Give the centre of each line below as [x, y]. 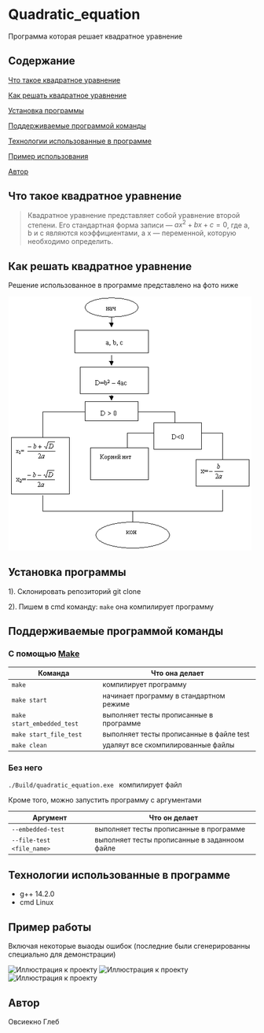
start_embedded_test [45, 724]
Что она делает [177, 673]
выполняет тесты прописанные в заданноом [169, 840]
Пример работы [50, 927]
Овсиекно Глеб [34, 1022]
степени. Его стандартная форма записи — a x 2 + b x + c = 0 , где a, [138, 224]
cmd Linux [37, 902]
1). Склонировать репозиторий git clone [75, 591]
